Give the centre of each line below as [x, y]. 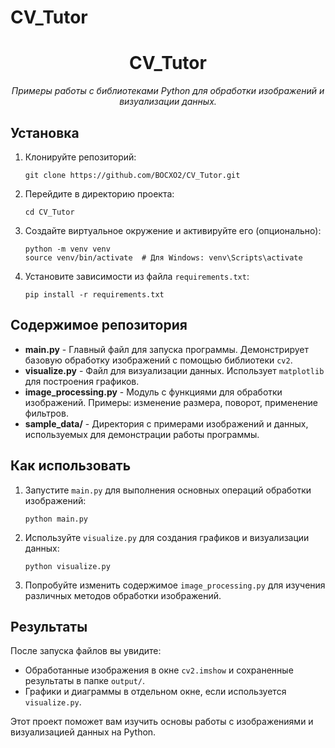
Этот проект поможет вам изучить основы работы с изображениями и [162, 722]
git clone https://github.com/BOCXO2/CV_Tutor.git [132, 175]
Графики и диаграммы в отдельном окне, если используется [155, 692]
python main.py [56, 519]
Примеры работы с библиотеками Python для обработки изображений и [168, 91]
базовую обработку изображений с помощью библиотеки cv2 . [158, 360]
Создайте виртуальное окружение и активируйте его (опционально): [173, 230]
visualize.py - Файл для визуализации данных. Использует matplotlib [174, 370]
